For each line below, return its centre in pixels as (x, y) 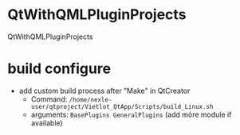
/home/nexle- (90, 100)
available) (47, 123)
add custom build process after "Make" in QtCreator (104, 91)
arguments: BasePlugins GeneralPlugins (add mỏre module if (131, 114)
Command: (49, 99)
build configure (59, 69)
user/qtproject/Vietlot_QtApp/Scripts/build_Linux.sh (122, 106)
